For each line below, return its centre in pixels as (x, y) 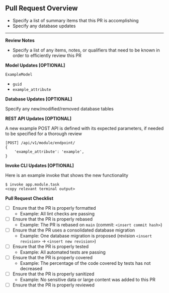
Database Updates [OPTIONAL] (39, 99)
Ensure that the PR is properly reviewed (53, 285)
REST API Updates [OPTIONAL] (38, 119)
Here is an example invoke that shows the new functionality (67, 175)
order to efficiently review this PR (47, 55)
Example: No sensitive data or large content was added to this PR (88, 280)
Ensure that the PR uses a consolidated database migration (74, 230)
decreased (31, 269)
